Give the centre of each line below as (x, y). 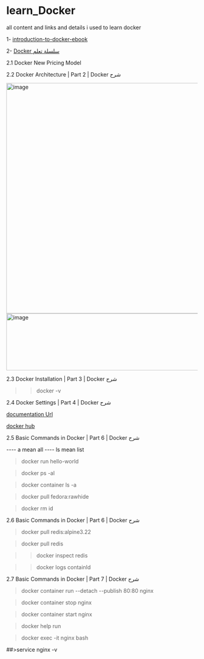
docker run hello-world (50, 461)
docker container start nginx (56, 614)
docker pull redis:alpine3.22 (56, 531)
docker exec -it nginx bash (55, 638)
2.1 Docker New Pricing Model (44, 63)
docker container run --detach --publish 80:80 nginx (87, 590)
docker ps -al (38, 473)
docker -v (49, 391)
